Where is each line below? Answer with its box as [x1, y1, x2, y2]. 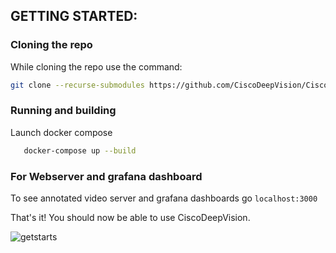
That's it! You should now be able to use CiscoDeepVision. [10, 212, 251, 224]
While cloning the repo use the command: [10, 60, 183, 73]
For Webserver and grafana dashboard [10, 169, 203, 183]
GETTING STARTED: [10, 8, 138, 25]
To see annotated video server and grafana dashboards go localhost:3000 [10, 192, 318, 204]
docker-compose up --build [23, 145, 137, 156]
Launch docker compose [10, 126, 113, 138]
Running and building [10, 104, 117, 118]
